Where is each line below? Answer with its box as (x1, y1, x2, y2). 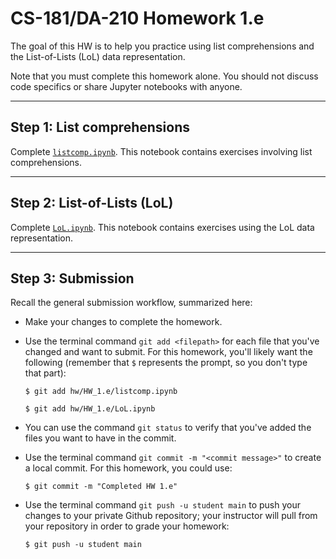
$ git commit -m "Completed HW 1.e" (24, 482, 178, 492)
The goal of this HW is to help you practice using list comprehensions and (10, 40, 315, 52)
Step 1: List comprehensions (10, 119, 190, 136)
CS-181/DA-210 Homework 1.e (10, 7, 265, 30)
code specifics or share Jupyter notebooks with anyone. (10, 80, 243, 92)
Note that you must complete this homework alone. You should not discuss (10, 70, 319, 82)
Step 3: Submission (10, 270, 135, 287)
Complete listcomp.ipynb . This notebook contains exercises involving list (10, 145, 313, 157)
